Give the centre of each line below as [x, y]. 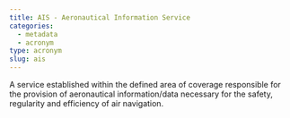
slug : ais [28, 59]
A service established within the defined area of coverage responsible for [145, 84]
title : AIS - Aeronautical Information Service [100, 17]
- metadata [38, 34]
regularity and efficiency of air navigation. [87, 103]
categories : [31, 26]
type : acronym [36, 51]
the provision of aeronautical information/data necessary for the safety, [141, 94]
